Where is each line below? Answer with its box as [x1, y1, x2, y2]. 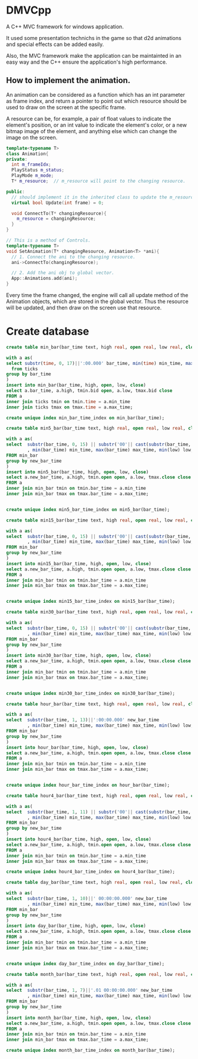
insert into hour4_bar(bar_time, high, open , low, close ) [6, 836, 151, 843]
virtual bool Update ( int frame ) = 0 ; [11, 200, 104, 206]
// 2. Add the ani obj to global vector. [11, 270, 115, 276]
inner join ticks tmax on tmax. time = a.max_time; [6, 404, 133, 410]
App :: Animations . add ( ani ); [11, 275, 78, 282]
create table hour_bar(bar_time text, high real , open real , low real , [6, 701, 186, 707]
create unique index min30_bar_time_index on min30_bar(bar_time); [6, 690, 176, 696]
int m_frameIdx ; [11, 161, 51, 168]
